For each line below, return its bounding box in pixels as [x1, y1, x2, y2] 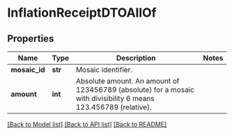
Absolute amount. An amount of [75, 77, 180, 86]
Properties [7, 33, 54, 45]
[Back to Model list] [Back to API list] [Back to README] [7, 120, 167, 128]
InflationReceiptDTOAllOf [7, 5, 157, 21]
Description [116, 54, 156, 63]
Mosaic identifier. [75, 65, 133, 74]
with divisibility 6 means [75, 94, 155, 103]
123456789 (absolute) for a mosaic [75, 85, 195, 95]
